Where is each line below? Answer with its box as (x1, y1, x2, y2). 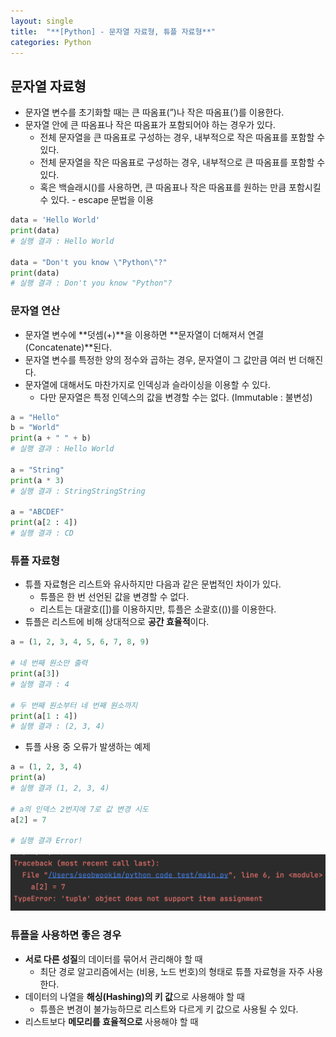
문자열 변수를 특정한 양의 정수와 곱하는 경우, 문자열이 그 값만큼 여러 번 (24, 353, 297, 365)
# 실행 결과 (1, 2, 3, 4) (10, 783, 110, 794)
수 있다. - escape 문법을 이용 (39, 194, 155, 206)
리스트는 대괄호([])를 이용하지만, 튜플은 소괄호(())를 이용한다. (39, 603, 277, 615)
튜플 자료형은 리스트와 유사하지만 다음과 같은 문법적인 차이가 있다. (24, 578, 282, 590)
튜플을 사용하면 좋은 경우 (10, 928, 122, 942)
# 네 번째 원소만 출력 (10, 658, 88, 669)
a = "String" (10, 465, 65, 475)
